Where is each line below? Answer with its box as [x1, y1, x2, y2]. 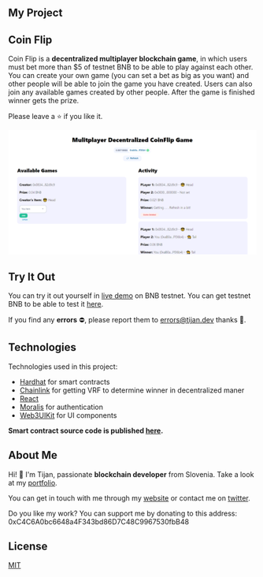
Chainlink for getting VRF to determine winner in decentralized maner [19, 385, 245, 395]
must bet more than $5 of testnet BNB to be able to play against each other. [8, 62, 254, 72]
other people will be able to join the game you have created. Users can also [8, 79, 253, 89]
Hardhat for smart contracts [19, 377, 110, 386]
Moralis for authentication [19, 402, 104, 411]
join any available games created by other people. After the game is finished [8, 87, 255, 97]
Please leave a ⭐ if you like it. [8, 112, 103, 121]
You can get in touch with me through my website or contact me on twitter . [8, 493, 250, 503]
